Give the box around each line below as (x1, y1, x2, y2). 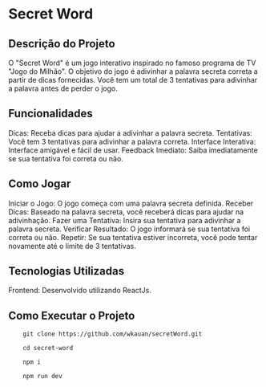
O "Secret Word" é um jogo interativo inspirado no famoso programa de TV (8, 58, 256, 67)
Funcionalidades (8, 107, 94, 120)
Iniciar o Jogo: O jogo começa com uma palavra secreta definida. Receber (8, 198, 254, 208)
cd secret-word (22, 344, 74, 352)
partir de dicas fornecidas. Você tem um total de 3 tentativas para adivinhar (8, 75, 258, 84)
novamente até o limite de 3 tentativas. (8, 241, 136, 251)
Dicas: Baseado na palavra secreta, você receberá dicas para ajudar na (8, 206, 244, 217)
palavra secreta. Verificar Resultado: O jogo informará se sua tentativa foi (8, 224, 251, 234)
